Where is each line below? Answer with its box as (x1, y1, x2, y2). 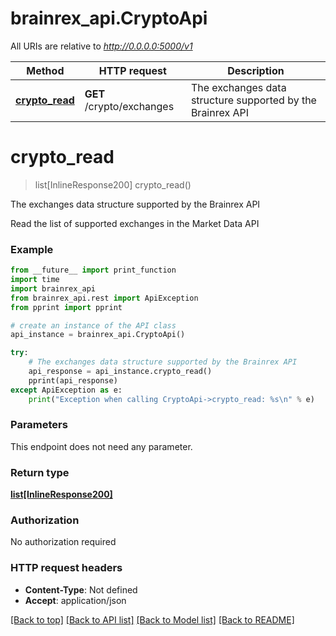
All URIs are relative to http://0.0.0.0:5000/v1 (10, 40, 193, 52)
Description (227, 63, 285, 77)
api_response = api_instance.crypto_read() (28, 367, 213, 377)
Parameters (10, 418, 68, 432)
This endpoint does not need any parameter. (10, 440, 193, 452)
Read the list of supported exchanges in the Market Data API (10, 217, 260, 229)
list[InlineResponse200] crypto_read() (34, 178, 192, 191)
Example (10, 242, 54, 256)
